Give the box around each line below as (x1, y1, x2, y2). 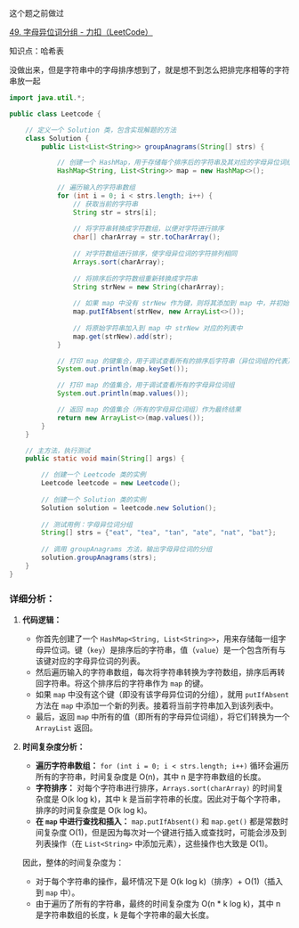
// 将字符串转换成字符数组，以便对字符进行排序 (72, 224, 224, 233)
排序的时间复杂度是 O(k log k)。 (35, 804, 153, 815)
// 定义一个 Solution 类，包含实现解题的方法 (25, 126, 177, 134)
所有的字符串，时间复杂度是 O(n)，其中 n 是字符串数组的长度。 (35, 771, 266, 782)
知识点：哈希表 (9, 45, 64, 56)
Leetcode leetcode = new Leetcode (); (41, 479, 181, 488)
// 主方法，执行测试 (25, 446, 91, 455)
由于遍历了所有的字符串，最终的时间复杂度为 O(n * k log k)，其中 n (35, 898, 281, 908)
